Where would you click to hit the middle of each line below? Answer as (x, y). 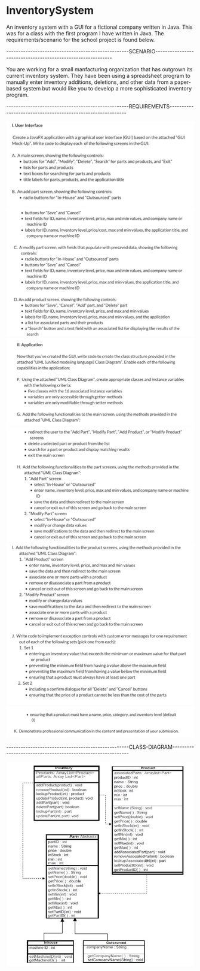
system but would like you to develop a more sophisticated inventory (107, 88)
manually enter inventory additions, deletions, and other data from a (90, 82)
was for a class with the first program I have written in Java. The (85, 33)
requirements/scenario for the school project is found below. (81, 40)
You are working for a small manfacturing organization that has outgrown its (99, 69)
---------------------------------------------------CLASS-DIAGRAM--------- (100, 747)
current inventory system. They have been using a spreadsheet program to (99, 75)
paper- (182, 82)
